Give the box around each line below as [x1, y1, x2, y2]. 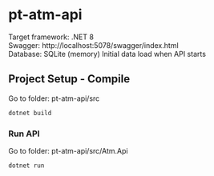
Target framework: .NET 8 [8, 32, 95, 42]
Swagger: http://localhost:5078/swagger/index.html [8, 40, 179, 50]
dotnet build [8, 109, 52, 117]
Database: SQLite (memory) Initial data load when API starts [8, 49, 207, 58]
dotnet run [8, 162, 45, 170]
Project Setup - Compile [8, 72, 131, 86]
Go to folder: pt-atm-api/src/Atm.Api [8, 146, 128, 155]
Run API [8, 128, 40, 139]
